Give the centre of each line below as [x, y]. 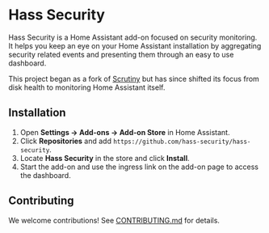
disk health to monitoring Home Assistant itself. [87, 87]
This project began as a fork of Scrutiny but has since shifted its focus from [134, 78]
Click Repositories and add [65, 141]
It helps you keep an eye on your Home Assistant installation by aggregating [135, 45]
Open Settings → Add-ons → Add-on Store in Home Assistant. [125, 132]
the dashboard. [45, 175]
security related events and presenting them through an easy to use [121, 54]
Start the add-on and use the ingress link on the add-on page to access [139, 167]
